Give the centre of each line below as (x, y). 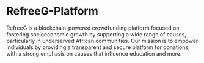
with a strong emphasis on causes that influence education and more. (94, 53)
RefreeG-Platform (53, 11)
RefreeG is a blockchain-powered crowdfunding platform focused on (93, 28)
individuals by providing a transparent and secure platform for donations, (98, 47)
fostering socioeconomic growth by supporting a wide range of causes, (96, 34)
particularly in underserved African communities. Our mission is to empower (102, 41)
